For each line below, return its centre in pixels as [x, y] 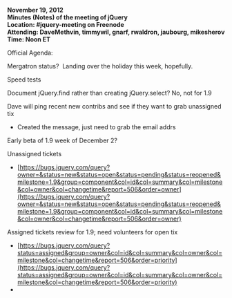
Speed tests [24, 80]
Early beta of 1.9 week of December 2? [62, 140]
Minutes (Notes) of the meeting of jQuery [67, 17]
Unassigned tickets [35, 154]
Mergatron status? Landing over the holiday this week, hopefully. [100, 66]
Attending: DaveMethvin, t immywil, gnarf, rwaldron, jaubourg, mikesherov [116, 32]
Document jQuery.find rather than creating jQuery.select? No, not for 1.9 [109, 93]
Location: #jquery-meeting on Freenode [66, 25]
